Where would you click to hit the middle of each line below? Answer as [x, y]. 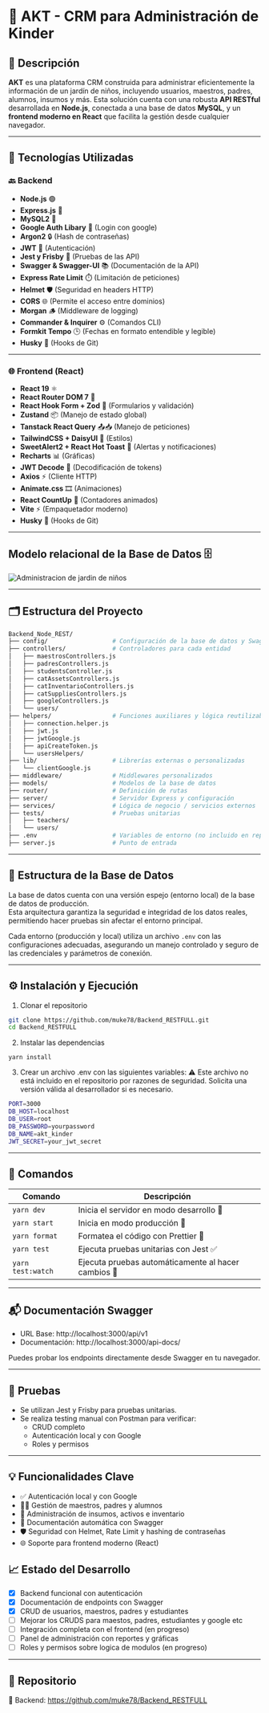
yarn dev [29, 1210]
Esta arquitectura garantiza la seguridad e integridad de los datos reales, [128, 912]
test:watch [33, 1271]
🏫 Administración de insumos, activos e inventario [102, 1514]
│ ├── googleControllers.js [59, 701]
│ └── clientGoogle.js [50, 769]
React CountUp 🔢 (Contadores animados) [89, 500]
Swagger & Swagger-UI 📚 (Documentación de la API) [109, 265]
